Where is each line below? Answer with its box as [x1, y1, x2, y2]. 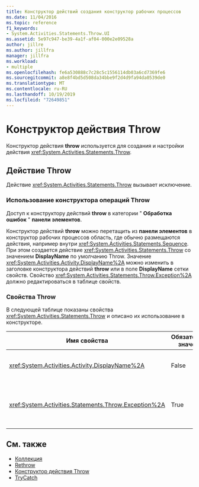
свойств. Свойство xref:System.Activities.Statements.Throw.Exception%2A [6, 271, 192, 279]
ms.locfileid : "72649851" [6, 97, 70, 103]
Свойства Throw [6, 292, 56, 301]
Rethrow [14, 461, 36, 469]
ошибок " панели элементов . [6, 216, 82, 223]
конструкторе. [6, 319, 43, 326]
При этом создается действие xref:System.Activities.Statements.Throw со [6, 246, 191, 253]
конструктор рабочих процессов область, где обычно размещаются [6, 234, 181, 241]
